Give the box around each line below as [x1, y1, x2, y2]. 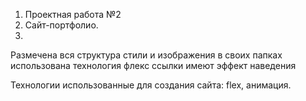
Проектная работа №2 [24, 9, 122, 20]
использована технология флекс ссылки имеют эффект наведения [10, 60, 297, 71]
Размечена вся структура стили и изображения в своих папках [10, 49, 283, 61]
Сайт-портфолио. [24, 19, 99, 31]
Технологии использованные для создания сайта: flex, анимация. [10, 79, 292, 91]
